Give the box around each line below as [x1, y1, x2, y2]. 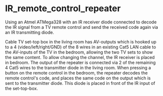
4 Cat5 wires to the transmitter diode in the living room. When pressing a [5, 64, 151, 71]
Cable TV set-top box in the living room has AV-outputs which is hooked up [5, 38, 157, 44]
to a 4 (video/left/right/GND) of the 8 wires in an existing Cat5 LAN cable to [5, 44, 156, 50]
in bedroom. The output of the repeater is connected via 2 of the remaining [5, 59, 156, 65]
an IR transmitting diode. [5, 29, 55, 35]
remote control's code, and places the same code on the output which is [5, 75, 151, 81]
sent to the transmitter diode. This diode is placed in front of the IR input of [5, 80, 155, 86]
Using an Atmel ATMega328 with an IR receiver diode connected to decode [5, 19, 157, 25]
